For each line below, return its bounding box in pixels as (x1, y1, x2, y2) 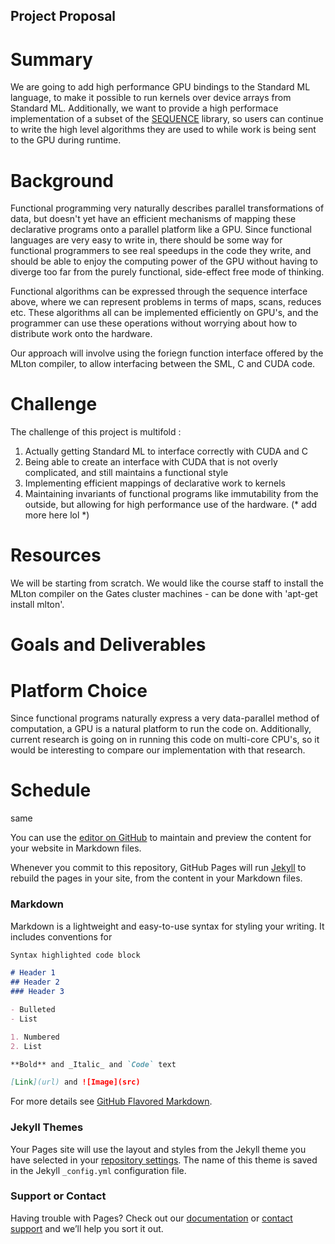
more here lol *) (24, 509, 90, 521)
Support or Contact (10, 1189, 107, 1203)
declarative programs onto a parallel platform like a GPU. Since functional (10, 224, 312, 236)
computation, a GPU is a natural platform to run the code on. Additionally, (10, 723, 312, 735)
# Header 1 (10, 968, 56, 978)
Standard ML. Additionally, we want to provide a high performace (10, 102, 279, 114)
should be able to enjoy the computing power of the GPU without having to (10, 255, 318, 268)
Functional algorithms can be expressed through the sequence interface (10, 285, 308, 298)
